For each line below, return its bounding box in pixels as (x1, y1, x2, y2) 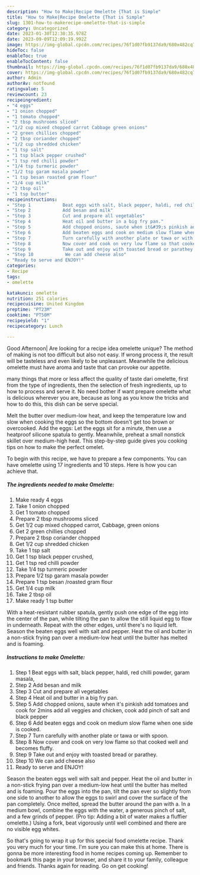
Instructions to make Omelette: (7, 654, 85, 661)
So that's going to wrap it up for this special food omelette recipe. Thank (7, 837, 184, 844)
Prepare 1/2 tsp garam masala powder (15, 571, 109, 579)
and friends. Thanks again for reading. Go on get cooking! (7, 862, 149, 869)
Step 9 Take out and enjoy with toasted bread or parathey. (15, 751, 158, 758)
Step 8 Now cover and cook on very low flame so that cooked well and (15, 738, 189, 746)
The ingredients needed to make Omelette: (7, 481, 115, 488)
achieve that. (7, 467, 39, 475)
